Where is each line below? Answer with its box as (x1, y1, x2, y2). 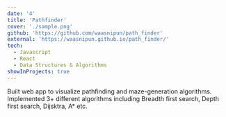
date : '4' (7, 10, 36, 17)
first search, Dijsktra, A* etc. (7, 102, 88, 110)
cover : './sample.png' (7, 23, 73, 30)
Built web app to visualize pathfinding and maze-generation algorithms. (7, 87, 212, 96)
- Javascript (13, 49, 51, 56)
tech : (7, 42, 23, 49)
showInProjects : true (7, 68, 70, 75)
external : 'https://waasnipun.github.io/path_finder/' (7, 36, 170, 43)
